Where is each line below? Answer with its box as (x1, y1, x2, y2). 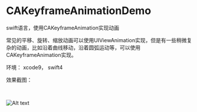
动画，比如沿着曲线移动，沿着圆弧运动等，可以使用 (16, 44, 140, 51)
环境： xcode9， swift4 (6, 63, 63, 71)
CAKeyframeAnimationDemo (6, 4, 152, 18)
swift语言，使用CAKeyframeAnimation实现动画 (6, 24, 120, 31)
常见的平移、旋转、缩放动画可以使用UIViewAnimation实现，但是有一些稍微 (6, 36, 187, 43)
